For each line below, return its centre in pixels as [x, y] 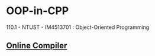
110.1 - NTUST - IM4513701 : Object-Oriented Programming [78, 27]
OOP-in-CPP [38, 11]
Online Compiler [37, 46]
